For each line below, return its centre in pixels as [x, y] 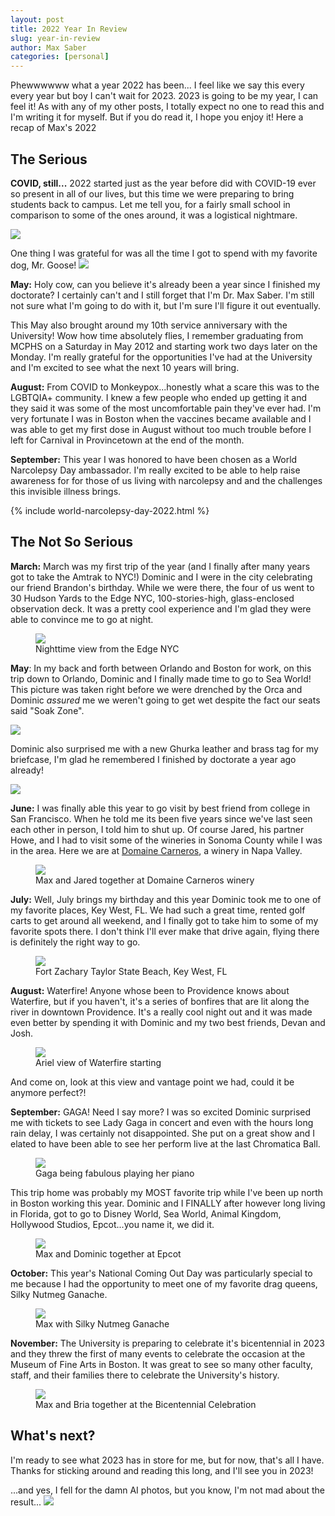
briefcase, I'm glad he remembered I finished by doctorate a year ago [153, 759]
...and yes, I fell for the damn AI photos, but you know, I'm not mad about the [167, 1490]
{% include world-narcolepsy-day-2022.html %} [110, 510]
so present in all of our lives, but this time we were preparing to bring [152, 193]
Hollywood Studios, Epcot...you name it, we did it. [112, 1224]
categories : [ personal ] [60, 57]
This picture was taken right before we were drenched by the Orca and [156, 689]
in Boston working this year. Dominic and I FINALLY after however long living [168, 1203]
